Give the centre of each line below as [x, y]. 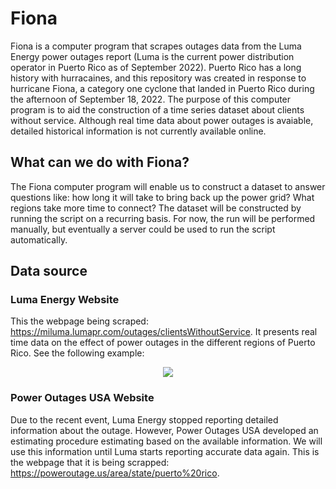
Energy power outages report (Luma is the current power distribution [152, 56]
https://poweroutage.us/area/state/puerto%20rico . [115, 473]
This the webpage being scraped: [79, 321]
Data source [49, 271]
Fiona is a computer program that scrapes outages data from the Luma [156, 46]
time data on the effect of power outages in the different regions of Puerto [163, 343]
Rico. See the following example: [77, 353]
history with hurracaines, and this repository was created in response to [158, 78]
